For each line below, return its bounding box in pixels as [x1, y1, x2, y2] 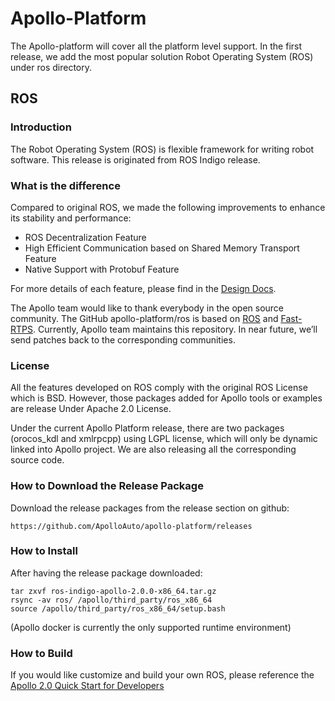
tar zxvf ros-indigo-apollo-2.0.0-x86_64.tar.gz [10, 586, 217, 596]
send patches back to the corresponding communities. [10, 333, 236, 346]
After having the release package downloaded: [10, 567, 203, 579]
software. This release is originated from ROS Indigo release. [10, 153, 261, 166]
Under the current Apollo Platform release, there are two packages [10, 422, 285, 434]
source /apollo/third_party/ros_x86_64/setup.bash [10, 603, 226, 614]
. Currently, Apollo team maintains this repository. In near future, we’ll [32, 323, 318, 335]
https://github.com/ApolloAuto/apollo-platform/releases [10, 521, 253, 531]
